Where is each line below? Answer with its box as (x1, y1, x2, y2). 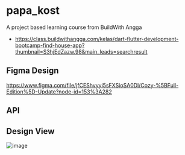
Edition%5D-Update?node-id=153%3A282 (6, 88, 113, 95)
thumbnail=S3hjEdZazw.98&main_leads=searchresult (14, 48, 148, 55)
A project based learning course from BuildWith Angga (6, 24, 142, 31)
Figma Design (6, 66, 59, 76)
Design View (6, 126, 55, 136)
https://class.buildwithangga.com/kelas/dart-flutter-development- (14, 35, 179, 42)
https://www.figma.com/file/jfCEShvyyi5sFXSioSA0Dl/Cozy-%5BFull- (6, 81, 179, 89)
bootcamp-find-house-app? (14, 42, 85, 49)
